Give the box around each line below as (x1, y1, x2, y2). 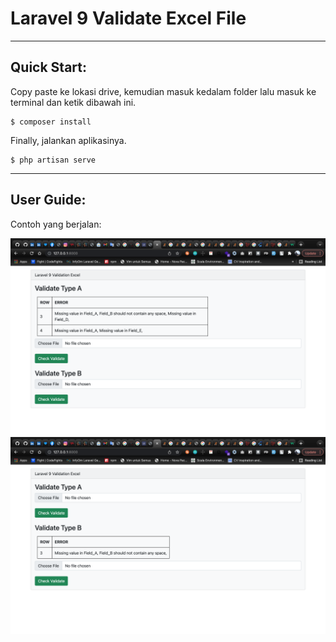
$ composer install (10, 117, 92, 127)
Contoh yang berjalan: (10, 218, 102, 230)
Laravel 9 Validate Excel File (10, 7, 247, 30)
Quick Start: (10, 59, 87, 76)
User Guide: (10, 192, 87, 209)
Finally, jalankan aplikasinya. (10, 134, 127, 146)
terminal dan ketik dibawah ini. (10, 96, 137, 108)
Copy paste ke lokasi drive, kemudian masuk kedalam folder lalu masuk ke (10, 85, 317, 97)
